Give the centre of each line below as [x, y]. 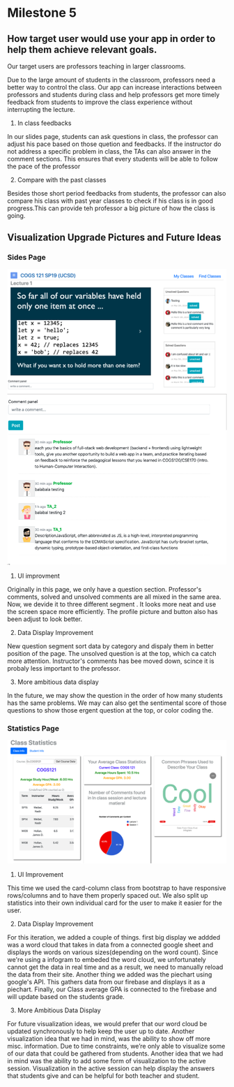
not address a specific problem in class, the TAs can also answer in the [109, 151]
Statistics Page [33, 728]
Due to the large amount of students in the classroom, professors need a [111, 80]
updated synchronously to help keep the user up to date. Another [101, 1031]
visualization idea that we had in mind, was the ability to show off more [109, 1039]
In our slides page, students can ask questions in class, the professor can [112, 137]
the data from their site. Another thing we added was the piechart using [110, 975]
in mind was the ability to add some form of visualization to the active [107, 1061]
